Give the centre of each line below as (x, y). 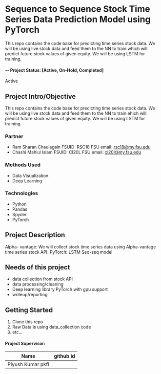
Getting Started (29, 310)
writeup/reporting (30, 295)
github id (65, 356)
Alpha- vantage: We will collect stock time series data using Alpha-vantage (80, 247)
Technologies (21, 193)
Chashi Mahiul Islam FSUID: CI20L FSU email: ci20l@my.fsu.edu (77, 152)
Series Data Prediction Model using (78, 19)
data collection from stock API (42, 279)
